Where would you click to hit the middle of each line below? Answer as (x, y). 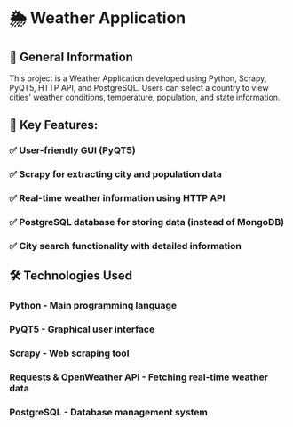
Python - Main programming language (93, 306)
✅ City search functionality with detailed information (125, 246)
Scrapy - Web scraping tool (69, 353)
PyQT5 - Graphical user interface (82, 329)
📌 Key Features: (54, 125)
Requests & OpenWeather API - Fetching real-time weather (139, 377)
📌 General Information (71, 56)
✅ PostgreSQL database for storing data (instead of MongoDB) (147, 222)
